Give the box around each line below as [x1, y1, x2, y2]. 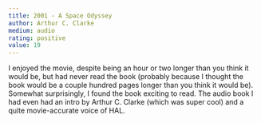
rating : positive [8, 34, 66, 42]
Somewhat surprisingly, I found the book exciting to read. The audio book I [8, 89, 254, 98]
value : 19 [8, 42, 42, 50]
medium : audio [8, 26, 56, 34]
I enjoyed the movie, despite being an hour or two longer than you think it [8, 63, 249, 73]
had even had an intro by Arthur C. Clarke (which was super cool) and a [8, 97, 244, 107]
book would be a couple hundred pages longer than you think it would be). [8, 81, 254, 90]
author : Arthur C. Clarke [8, 19, 94, 27]
